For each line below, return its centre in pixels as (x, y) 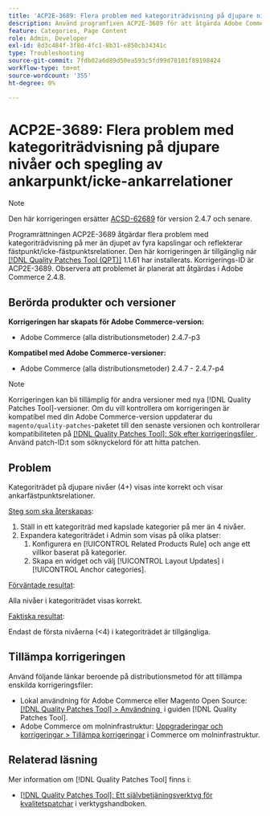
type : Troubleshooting (46, 53)
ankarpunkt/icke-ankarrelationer (121, 181)
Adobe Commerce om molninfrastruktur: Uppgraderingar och (121, 726)
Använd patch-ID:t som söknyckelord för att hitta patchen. (104, 442)
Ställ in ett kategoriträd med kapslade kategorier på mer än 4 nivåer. (133, 527)
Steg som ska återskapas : (51, 511)
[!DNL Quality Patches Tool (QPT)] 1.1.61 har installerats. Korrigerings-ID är (131, 260)
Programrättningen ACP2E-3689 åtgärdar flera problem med (108, 235)
